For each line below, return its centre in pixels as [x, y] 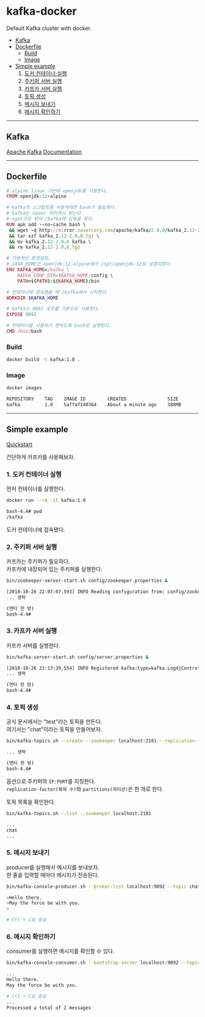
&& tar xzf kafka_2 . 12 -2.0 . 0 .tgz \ [54, 236]
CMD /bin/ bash [24, 332]
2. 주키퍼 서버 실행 [32, 547]
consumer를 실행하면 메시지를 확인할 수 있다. [60, 951]
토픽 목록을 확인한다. [31, 802]
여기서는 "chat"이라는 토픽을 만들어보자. [54, 729]
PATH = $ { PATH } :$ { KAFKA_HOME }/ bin [58, 281]
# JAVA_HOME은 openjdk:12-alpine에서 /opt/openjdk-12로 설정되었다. [89, 264]
